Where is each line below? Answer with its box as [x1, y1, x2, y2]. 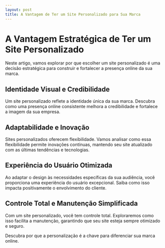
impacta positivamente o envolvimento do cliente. [5, 185, 107, 191]
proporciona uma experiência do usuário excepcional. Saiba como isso [5, 180, 150, 186]
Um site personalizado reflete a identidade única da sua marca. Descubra [5, 98, 155, 104]
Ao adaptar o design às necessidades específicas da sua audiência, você [5, 174, 155, 180]
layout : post [5, 7, 32, 12]
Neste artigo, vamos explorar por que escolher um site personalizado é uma [5, 60, 161, 66]
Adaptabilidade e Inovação [5, 123, 90, 131]
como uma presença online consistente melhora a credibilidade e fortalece [5, 104, 158, 110]
